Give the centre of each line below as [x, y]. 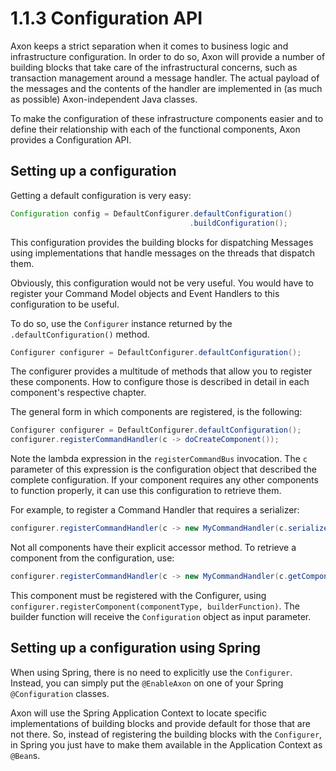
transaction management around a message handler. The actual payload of [165, 78]
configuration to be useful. [65, 304]
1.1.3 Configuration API [106, 18]
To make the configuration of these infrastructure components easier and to [167, 118]
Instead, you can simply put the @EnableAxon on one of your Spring [147, 683]
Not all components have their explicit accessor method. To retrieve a [153, 547]
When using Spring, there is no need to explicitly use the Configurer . [151, 672]
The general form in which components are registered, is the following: [156, 412]
